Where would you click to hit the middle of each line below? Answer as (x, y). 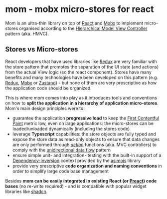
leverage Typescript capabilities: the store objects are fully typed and (84, 134)
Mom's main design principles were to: (45, 108)
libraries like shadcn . (26, 191)
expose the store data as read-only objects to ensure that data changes (86, 139)
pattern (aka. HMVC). (27, 33)
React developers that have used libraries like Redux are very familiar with (81, 61)
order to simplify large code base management (60, 171)
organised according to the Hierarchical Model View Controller (83, 28)
